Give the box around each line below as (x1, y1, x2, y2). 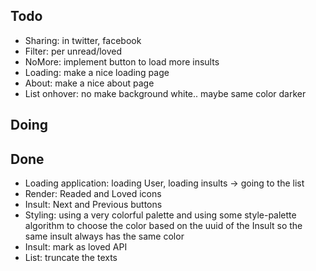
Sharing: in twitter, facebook (24, 34, 142, 46)
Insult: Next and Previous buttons (24, 199, 163, 211)
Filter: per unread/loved (24, 45, 123, 57)
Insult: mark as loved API (24, 241, 128, 253)
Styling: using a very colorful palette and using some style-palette (24, 209, 297, 221)
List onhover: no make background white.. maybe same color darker (24, 87, 307, 99)
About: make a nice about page (24, 77, 155, 89)
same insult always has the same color (24, 230, 185, 243)
